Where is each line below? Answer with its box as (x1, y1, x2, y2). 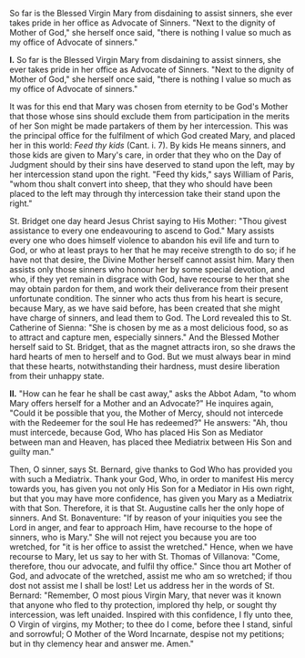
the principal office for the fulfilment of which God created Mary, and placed (9, 130, 296, 140)
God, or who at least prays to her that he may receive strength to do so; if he (9, 245, 297, 255)
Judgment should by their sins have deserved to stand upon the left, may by (9, 159, 296, 170)
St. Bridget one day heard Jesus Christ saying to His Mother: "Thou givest (9, 216, 287, 226)
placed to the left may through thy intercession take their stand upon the (9, 189, 280, 199)
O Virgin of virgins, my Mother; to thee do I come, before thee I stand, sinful (9, 619, 293, 630)
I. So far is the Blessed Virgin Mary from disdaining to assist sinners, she (9, 55, 281, 65)
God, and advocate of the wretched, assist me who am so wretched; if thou (9, 571, 293, 581)
